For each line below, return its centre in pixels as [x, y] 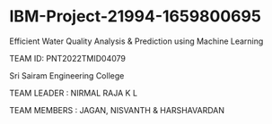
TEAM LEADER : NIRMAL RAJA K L [73, 93]
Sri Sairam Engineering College [67, 75]
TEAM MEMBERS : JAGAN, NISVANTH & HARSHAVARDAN [117, 110]
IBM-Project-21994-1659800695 [136, 17]
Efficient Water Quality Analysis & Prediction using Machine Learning [136, 41]
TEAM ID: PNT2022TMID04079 [67, 58]
